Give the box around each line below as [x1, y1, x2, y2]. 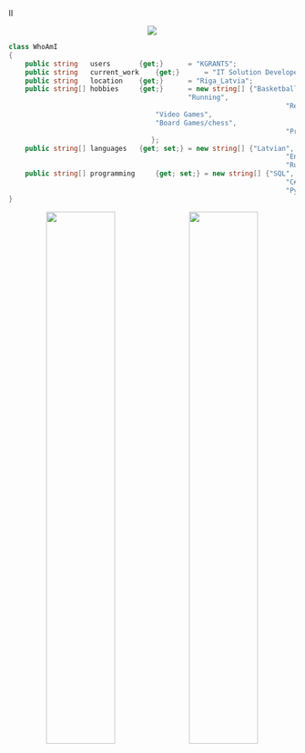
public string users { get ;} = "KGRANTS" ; [25, 59, 238, 68]
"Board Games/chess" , [155, 118, 238, 127]
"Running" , [188, 93, 229, 103]
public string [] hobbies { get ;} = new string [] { [25, 85, 254, 94]
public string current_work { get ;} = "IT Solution [25, 67, 261, 76]
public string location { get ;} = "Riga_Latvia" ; [25, 76, 254, 85]
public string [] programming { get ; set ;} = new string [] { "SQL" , [25, 169, 295, 178]
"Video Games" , [155, 110, 213, 119]
